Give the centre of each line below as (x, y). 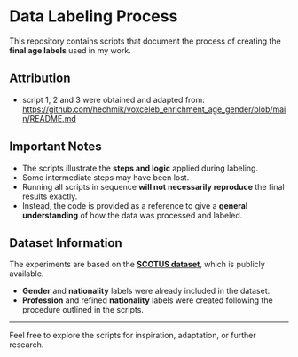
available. (27, 274)
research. (27, 345)
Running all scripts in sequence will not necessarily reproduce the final (153, 186)
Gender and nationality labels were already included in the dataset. (146, 291)
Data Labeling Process (94, 16)
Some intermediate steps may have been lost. (106, 177)
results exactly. (50, 196)
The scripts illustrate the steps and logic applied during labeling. (140, 168)
